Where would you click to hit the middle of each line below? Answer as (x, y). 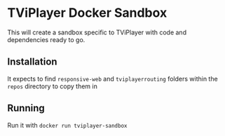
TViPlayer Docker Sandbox (87, 13)
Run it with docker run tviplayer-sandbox (67, 125)
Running (26, 108)
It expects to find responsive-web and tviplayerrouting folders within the (113, 79)
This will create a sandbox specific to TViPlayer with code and (97, 32)
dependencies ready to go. (46, 39)
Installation (32, 62)
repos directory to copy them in (53, 86)
